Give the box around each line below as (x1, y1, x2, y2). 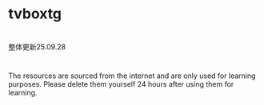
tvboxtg (8, 5, 62, 23)
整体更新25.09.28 (8, 42, 66, 52)
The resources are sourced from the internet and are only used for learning (8, 71, 256, 80)
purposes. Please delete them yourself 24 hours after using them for (8, 79, 234, 88)
